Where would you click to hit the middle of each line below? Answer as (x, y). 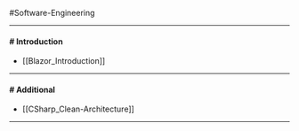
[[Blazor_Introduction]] (64, 61)
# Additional (32, 89)
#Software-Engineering (52, 13)
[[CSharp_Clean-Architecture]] (78, 109)
